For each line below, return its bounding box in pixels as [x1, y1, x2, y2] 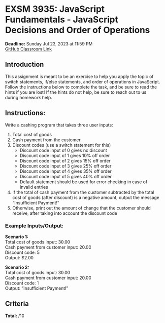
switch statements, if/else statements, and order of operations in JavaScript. [5, 79, 160, 84]
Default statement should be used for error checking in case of [19, 179, 148, 185]
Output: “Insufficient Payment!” [5, 285, 68, 291]
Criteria [5, 300, 29, 308]
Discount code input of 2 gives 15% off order [19, 158, 111, 163]
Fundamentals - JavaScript [5, 14, 118, 25]
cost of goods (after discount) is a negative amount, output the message [12, 194, 160, 201]
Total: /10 [5, 313, 25, 319]
